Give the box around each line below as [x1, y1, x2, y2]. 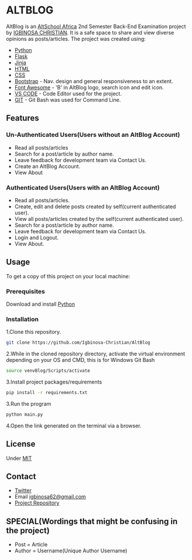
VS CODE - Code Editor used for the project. [14, 90, 122, 97]
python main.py [6, 412, 43, 417]
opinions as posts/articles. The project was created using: [6, 35, 146, 42]
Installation [6, 315, 39, 323]
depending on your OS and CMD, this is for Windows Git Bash [6, 357, 155, 364]
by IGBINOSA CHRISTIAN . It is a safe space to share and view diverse [6, 29, 174, 36]
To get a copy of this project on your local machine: [6, 272, 131, 279]
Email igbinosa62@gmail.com [14, 493, 86, 500]
